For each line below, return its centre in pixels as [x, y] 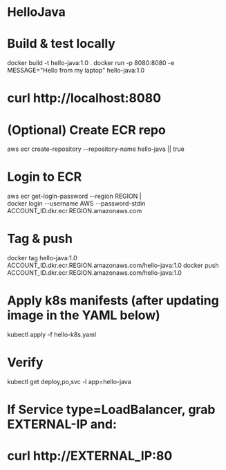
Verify [25, 362]
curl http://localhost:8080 [84, 98]
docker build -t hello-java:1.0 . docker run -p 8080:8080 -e [91, 63]
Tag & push [40, 239]
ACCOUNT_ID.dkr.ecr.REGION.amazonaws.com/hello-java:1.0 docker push [113, 265]
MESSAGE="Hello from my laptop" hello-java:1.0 [76, 71]
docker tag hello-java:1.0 [42, 258]
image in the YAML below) [84, 315]
